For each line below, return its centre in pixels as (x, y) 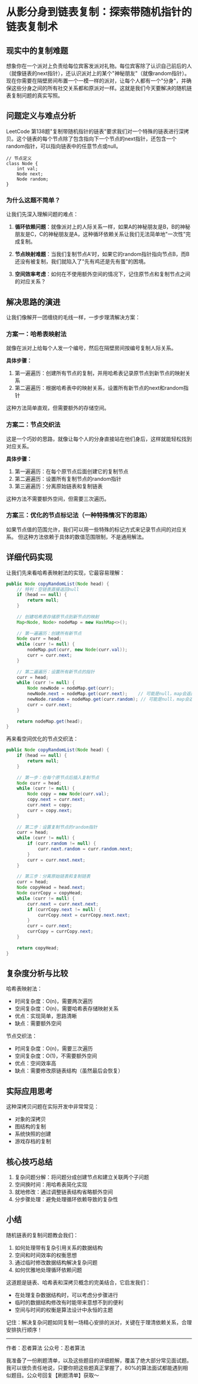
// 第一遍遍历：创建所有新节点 (49, 633)
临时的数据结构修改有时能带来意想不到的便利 (69, 1302)
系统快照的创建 (33, 1134)
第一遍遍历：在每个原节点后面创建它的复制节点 (71, 471)
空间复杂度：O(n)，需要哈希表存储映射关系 (67, 1008)
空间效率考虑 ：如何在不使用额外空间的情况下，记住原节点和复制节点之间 (102, 274)
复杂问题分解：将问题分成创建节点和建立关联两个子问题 (82, 1177)
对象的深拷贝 (30, 1119)
